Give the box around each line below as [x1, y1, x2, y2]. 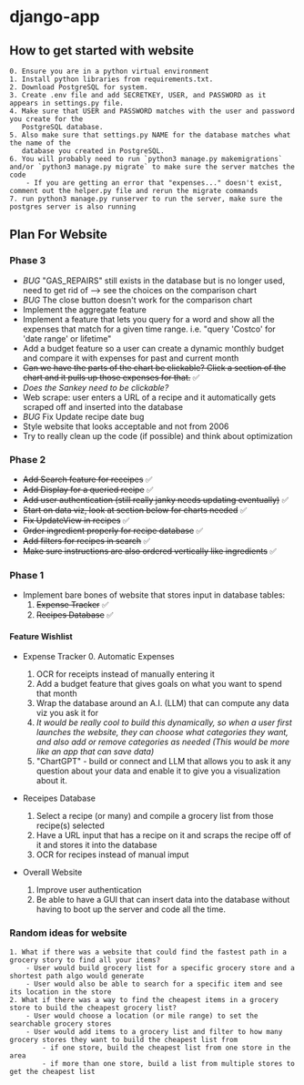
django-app [9, 6, 100, 27]
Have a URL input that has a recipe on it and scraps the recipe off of [35, 830, 291, 841]
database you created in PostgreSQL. [21, 147, 166, 156]
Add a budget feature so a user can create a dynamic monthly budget [22, 343, 285, 353]
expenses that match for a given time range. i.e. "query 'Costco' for [22, 323, 276, 334]
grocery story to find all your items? [9, 955, 161, 965]
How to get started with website [9, 43, 194, 58]
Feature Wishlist [9, 630, 73, 641]
